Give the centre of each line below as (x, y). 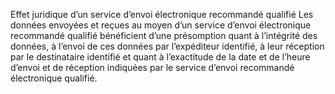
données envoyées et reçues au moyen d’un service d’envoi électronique (161, 25)
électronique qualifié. (54, 78)
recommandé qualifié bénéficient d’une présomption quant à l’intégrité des (164, 35)
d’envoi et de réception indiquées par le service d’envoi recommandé (152, 67)
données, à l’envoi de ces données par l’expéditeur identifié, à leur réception (167, 46)
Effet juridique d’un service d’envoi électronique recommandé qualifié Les (162, 14)
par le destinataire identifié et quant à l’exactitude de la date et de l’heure (160, 57)
